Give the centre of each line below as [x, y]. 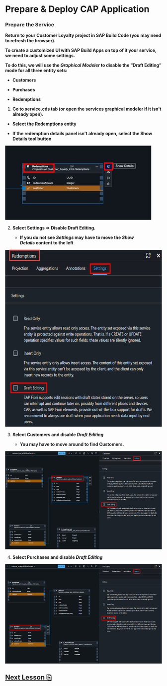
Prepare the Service [30, 25]
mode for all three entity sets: [36, 71]
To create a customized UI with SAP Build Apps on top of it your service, [81, 50]
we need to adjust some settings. [40, 56]
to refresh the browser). [30, 41]
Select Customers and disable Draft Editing [58, 435]
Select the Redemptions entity [44, 124]
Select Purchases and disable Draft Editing [57, 557]
